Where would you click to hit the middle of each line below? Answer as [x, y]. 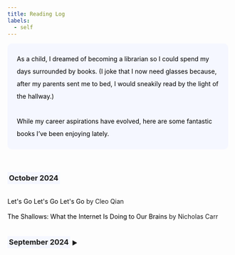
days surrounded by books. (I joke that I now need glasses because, [117, 71]
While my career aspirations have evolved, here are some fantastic [114, 121]
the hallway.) [36, 96]
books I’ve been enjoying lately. [63, 134]
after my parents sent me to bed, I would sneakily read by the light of [117, 84]
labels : [19, 21]
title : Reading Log [36, 14]
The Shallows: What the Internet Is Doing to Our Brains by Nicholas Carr [113, 216]
